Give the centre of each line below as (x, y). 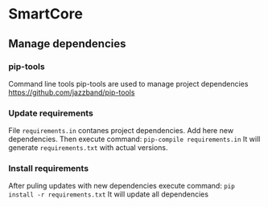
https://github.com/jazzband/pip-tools (72, 92)
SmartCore (45, 14)
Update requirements (51, 113)
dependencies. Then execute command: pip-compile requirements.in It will (134, 139)
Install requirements (49, 168)
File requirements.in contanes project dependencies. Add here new (121, 131)
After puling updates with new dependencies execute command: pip (122, 186)
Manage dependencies (67, 44)
